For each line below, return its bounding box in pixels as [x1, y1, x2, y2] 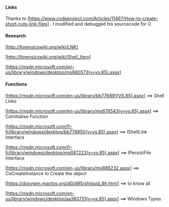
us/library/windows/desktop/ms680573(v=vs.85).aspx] [5, 69, 121, 75]
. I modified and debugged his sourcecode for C [50, 21, 152, 27]
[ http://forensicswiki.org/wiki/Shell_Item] [5, 54, 91, 60]
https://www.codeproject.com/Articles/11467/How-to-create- [29, 15, 159, 22]
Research [5, 32, 27, 38]
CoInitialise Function [5, 113, 49, 119]
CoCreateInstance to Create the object [5, 170, 87, 176]
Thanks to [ [5, 15, 30, 22]
